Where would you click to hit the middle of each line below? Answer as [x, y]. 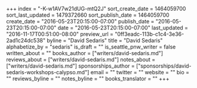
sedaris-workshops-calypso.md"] [48, 72]
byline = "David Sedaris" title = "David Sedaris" [105, 40]
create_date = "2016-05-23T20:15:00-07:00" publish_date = [80, 21]
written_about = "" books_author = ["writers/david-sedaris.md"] [84, 53]
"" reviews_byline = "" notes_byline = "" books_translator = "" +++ [88, 78]
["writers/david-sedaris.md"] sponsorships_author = [71, 66]
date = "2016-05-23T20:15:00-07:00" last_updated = [123, 28]
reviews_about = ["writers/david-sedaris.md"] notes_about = [81, 60]
